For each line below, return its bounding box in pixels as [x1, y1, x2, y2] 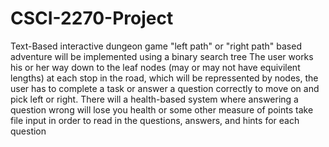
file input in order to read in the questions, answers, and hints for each [10, 114, 300, 126]
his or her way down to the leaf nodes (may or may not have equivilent [10, 61, 301, 73]
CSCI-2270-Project [10, 7, 174, 30]
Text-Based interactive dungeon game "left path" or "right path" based [10, 40, 302, 52]
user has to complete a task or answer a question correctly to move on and [10, 82, 320, 94]
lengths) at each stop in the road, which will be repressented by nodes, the [10, 72, 319, 84]
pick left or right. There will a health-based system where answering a [10, 93, 299, 105]
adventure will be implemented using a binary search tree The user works [10, 50, 314, 62]
